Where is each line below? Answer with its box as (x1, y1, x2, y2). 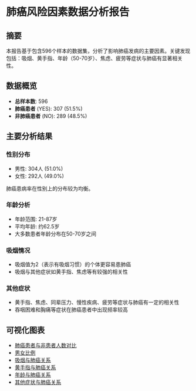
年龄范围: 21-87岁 (14, 216, 58, 223)
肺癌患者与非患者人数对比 (14, 342, 77, 349)
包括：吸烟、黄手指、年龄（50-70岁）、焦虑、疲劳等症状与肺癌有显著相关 (6, 55, 183, 62)
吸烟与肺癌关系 (14, 357, 51, 364)
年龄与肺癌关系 (14, 372, 51, 379)
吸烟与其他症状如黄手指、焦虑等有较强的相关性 (14, 269, 128, 276)
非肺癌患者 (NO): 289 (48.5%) (14, 112, 87, 120)
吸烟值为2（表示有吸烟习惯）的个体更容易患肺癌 (14, 261, 131, 268)
